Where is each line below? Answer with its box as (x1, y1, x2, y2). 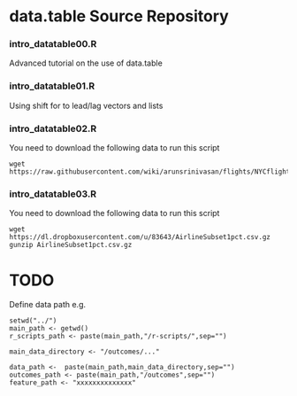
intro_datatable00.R (9, 38, 97, 50)
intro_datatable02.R (9, 122, 97, 135)
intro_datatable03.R (9, 188, 97, 200)
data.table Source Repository (9, 6, 230, 27)
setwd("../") (9, 316, 57, 325)
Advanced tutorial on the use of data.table (9, 58, 164, 68)
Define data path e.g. (9, 299, 87, 310)
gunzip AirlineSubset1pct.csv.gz (9, 241, 133, 250)
